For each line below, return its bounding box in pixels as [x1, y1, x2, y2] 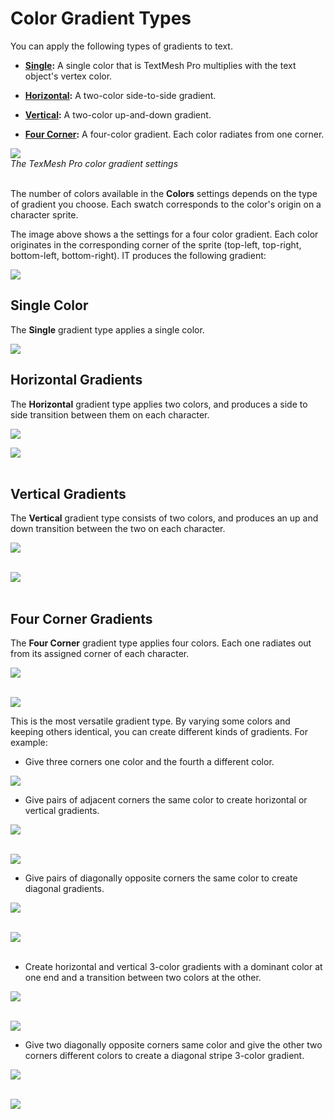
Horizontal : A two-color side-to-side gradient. [24, 89, 217, 101]
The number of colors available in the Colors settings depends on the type [10, 187, 318, 199]
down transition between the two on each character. [10, 523, 226, 535]
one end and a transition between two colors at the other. [24, 972, 262, 984]
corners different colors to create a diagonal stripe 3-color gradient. [24, 1050, 305, 1062]
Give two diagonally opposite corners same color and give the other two [24, 1039, 323, 1051]
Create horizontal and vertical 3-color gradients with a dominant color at [24, 961, 323, 973]
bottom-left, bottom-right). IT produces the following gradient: [10, 249, 267, 261]
